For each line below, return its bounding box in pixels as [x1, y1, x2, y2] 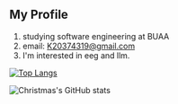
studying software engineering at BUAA [22, 30, 170, 41]
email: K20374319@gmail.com [22, 40, 136, 51]
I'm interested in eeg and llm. [22, 49, 130, 61]
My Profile [9, 7, 69, 22]
